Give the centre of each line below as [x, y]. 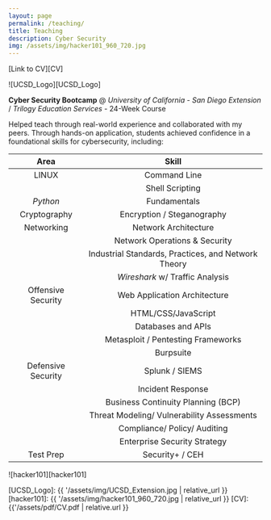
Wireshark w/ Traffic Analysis [173, 277]
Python [46, 201]
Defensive [46, 366]
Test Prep [46, 455]
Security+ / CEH [173, 455]
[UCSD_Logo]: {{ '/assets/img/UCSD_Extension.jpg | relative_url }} [118, 490]
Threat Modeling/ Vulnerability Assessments [173, 415]
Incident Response [173, 389]
